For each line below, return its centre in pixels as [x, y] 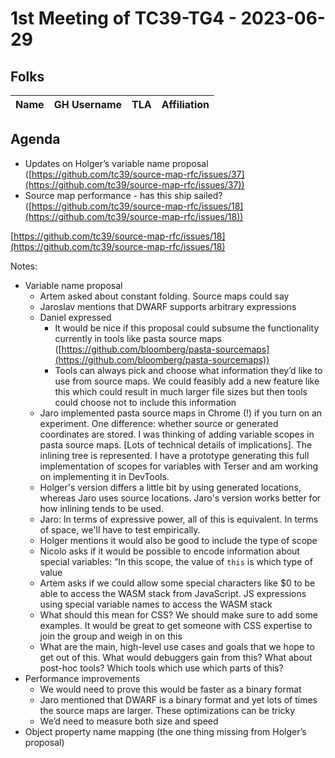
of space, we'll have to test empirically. [120, 529]
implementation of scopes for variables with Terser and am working [179, 466]
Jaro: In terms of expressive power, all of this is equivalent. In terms [179, 519]
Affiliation [185, 104]
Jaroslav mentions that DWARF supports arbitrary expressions [168, 306]
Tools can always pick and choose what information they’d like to [188, 370]
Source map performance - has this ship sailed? [123, 195]
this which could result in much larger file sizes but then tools [181, 391]
